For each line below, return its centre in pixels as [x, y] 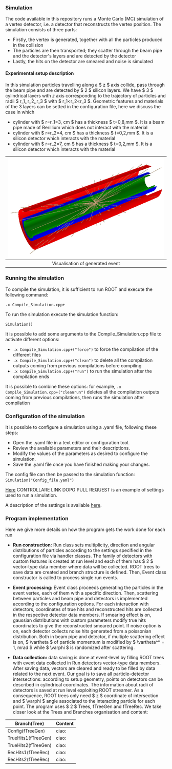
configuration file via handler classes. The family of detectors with [82, 556]
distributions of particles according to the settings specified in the [82, 550]
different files [27, 354]
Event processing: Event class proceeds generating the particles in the [88, 588]
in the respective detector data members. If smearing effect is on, [82, 615]
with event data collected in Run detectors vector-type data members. [87, 663]
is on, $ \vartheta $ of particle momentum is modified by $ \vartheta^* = [89, 642]
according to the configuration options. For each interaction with [81, 604]
